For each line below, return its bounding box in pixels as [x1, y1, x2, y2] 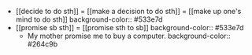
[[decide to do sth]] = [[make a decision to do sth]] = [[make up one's [15, 7, 242, 15]
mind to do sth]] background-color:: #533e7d [15, 15, 163, 24]
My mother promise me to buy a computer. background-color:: [27, 31, 231, 40]
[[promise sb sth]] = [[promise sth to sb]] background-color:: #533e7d [15, 23, 244, 32]
